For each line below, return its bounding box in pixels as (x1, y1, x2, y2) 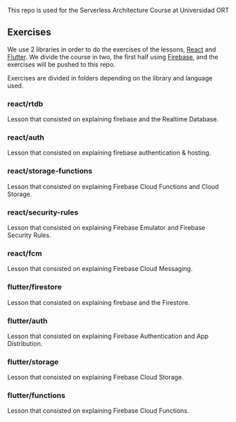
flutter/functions (7, 391, 66, 401)
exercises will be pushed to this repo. (7, 60, 116, 68)
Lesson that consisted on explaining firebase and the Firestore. (7, 298, 190, 306)
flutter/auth (7, 315, 48, 325)
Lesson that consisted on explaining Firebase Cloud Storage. (7, 373, 184, 382)
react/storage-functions (7, 166, 93, 176)
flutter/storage (7, 356, 59, 366)
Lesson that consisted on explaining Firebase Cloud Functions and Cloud (7, 182, 219, 191)
